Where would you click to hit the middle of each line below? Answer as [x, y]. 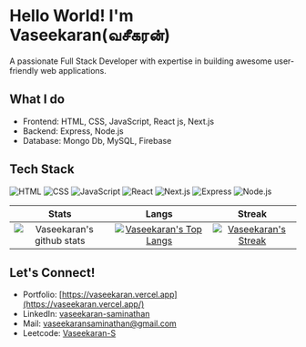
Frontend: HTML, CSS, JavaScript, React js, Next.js [118, 121]
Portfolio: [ [42, 295]
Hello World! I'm [71, 16]
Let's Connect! [52, 273]
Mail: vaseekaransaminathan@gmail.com [100, 323]
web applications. [73, 70]
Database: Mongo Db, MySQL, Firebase [97, 140]
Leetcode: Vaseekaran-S [69, 333]
